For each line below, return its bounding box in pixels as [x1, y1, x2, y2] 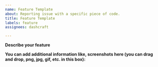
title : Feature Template [5, 16, 55, 21]
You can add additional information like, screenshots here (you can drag [5, 51, 154, 57]
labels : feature [5, 20, 38, 25]
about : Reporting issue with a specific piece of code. [5, 11, 120, 16]
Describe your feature [5, 42, 50, 48]
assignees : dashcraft [5, 25, 49, 30]
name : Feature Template [5, 7, 53, 12]
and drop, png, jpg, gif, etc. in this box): [5, 56, 86, 62]
